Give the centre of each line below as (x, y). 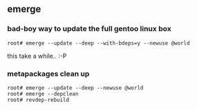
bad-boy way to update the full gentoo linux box (89, 29)
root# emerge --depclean (43, 93)
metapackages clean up (48, 74)
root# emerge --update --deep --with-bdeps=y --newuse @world (98, 43)
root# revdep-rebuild (38, 100)
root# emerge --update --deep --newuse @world (75, 88)
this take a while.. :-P (37, 56)
